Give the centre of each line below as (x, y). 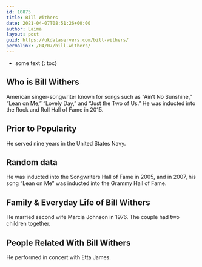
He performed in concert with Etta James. (59, 257)
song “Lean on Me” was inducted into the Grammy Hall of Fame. (86, 183)
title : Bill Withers (32, 18)
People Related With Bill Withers (69, 242)
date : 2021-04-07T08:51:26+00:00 (49, 23)
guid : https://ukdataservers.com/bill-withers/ (68, 40)
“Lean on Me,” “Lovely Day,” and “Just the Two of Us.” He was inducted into (101, 103)
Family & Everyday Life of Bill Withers (78, 202)
